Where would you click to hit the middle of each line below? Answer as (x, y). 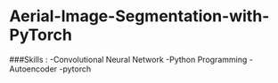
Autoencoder (33, 69)
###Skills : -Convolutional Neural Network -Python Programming (128, 59)
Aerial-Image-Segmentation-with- (139, 16)
